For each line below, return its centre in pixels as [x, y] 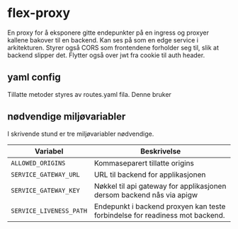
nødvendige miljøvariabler [67, 117]
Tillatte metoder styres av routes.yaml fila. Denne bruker [90, 94]
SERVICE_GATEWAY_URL [45, 174]
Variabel [49, 151]
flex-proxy [39, 13]
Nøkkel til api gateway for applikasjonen [160, 186]
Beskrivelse [161, 151]
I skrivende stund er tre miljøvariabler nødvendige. [81, 134]
